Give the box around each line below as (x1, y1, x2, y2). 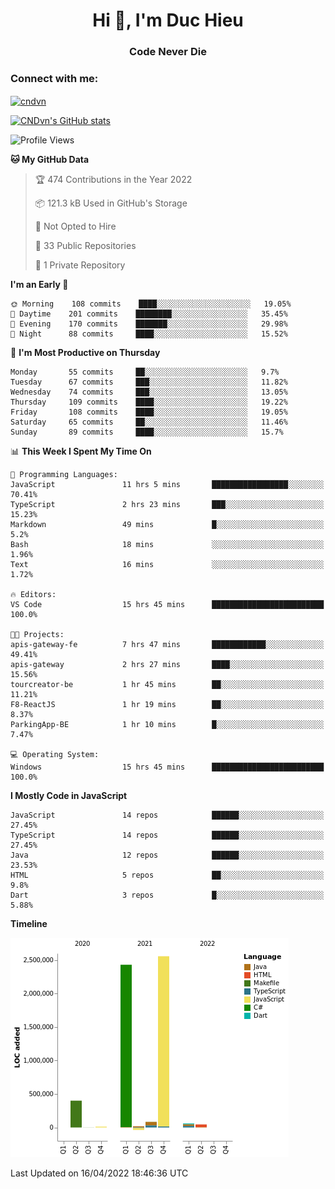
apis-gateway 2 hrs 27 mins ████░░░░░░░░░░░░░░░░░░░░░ (10, 660, 325, 670)
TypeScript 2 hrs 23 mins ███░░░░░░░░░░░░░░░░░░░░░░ (10, 500, 325, 510)
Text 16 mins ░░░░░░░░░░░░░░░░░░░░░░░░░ (10, 560, 325, 570)
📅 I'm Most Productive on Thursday (10, 347, 161, 359)
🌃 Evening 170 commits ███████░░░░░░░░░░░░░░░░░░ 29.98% (10, 319, 288, 329)
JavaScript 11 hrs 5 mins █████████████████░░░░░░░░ (10, 480, 325, 490)
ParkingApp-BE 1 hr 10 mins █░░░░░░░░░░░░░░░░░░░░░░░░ (10, 720, 325, 730)
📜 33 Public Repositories (34, 240, 137, 252)
